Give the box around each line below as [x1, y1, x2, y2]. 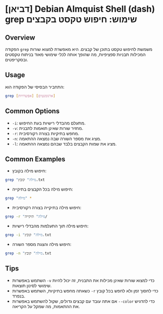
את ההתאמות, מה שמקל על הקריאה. [12, 303, 80, 309]
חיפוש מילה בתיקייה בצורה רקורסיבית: [12, 205, 81, 211]
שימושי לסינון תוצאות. [12, 283, 52, 289]
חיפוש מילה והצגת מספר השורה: [12, 241, 72, 247]
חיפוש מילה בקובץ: [12, 168, 47, 174]
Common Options [5, 107, 60, 116]
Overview [5, 33, 36, 42]
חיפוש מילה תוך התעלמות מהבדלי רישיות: [12, 223, 89, 229]
